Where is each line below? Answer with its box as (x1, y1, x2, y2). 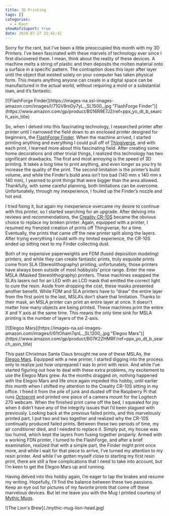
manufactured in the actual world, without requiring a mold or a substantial (5, 82, 160, 89)
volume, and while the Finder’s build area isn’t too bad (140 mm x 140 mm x (5, 172, 162, 178)
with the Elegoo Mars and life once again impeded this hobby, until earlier (5, 378, 158, 383)
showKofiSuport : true (5, 26, 51, 31)
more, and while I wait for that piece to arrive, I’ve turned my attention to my (5, 448, 163, 453)
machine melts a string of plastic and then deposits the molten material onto (5, 61, 163, 67)
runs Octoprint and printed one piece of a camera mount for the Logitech (5, 394, 157, 400)
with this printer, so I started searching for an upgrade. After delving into (5, 208, 155, 214)
